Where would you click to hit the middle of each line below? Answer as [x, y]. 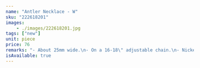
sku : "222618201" [27, 17]
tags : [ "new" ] [23, 34]
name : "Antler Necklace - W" [42, 12]
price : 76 [18, 45]
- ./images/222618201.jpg [49, 28]
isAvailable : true [28, 56]
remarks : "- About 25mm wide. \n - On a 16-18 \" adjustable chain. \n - [93, 50]
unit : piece [20, 39]
